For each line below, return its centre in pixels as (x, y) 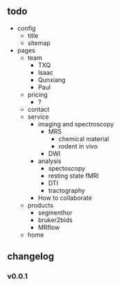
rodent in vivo (78, 146)
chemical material (84, 139)
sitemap (39, 43)
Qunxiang (52, 80)
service (38, 117)
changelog (31, 256)
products (40, 205)
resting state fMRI (73, 176)
